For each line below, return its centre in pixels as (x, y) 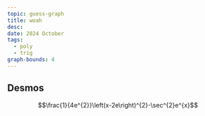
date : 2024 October (36, 33)
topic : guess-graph (36, 14)
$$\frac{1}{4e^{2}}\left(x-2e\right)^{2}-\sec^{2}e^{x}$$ (118, 105)
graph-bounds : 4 (31, 60)
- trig (23, 53)
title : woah (25, 20)
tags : (15, 40)
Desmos (26, 88)
